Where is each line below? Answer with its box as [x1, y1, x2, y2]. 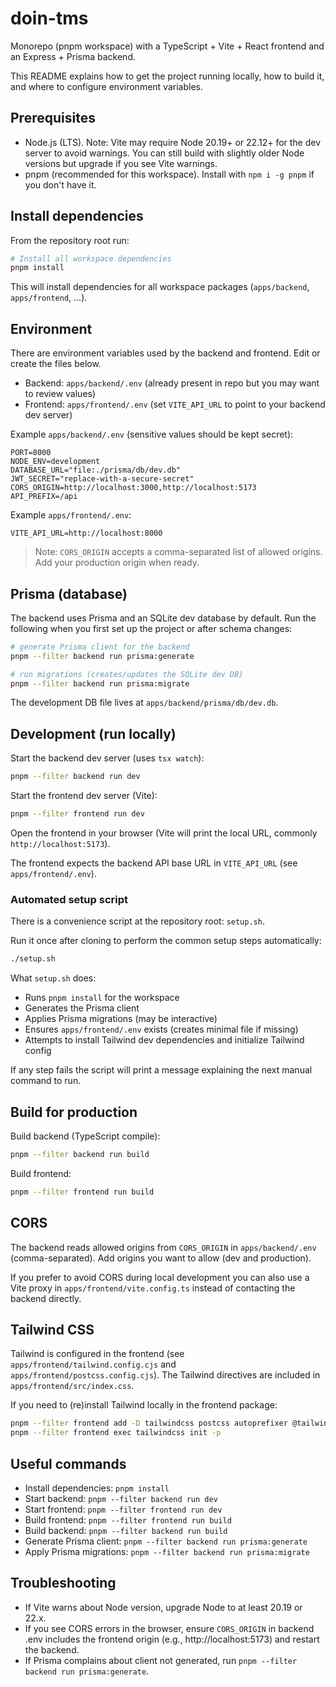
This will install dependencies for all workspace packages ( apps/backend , [10, 281, 310, 293]
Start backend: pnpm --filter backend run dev [24, 1492, 218, 1504]
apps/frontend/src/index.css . [10, 1380, 135, 1392]
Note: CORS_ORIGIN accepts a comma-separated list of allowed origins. [34, 546, 323, 558]
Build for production [10, 1103, 138, 1121]
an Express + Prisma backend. [10, 50, 136, 62]
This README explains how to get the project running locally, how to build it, [10, 70, 325, 82]
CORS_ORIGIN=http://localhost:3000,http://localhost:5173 [10, 483, 257, 493]
